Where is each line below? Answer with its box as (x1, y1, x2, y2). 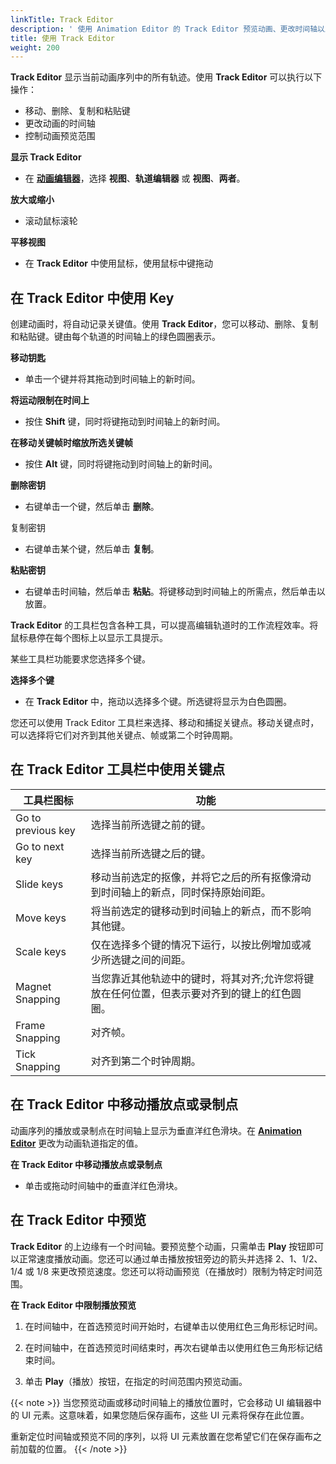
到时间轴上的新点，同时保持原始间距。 (90, 885, 272, 899)
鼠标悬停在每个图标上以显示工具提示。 (10, 632, 168, 644)
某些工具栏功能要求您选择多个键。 (10, 653, 151, 665)
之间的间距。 (130, 952, 192, 966)
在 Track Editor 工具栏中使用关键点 (10, 761, 226, 778)
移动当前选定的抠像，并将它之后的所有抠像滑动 (90, 870, 312, 884)
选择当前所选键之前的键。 (90, 817, 212, 831)
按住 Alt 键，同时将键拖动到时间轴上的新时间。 (24, 458, 218, 470)
